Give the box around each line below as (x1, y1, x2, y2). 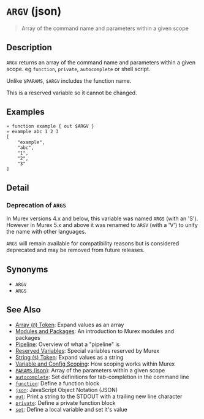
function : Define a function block (15, 379, 100, 387)
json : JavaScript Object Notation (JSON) (15, 386, 118, 393)
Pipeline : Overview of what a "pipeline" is (15, 340, 120, 348)
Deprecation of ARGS (6, 201, 66, 209)
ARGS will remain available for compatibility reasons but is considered (6, 240, 179, 247)
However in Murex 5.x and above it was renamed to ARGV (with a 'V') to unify (6, 221, 198, 229)
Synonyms (6, 264, 48, 274)
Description (6, 42, 52, 53)
